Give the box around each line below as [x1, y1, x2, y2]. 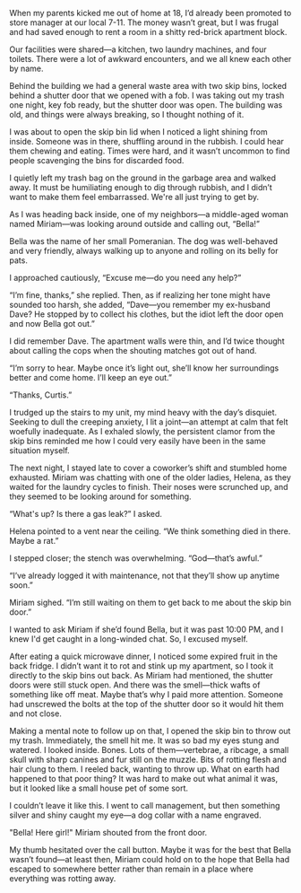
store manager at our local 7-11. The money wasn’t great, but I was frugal [9, 17, 279, 28]
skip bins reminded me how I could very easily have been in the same [9, 435, 266, 446]
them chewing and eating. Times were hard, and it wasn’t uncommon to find [9, 145, 290, 156]
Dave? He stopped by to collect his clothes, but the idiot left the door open [9, 309, 284, 320]
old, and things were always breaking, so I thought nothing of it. [9, 109, 245, 119]
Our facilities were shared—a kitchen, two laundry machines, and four [9, 44, 267, 55]
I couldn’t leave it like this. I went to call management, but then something [9, 801, 280, 810]
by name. [9, 63, 44, 74]
